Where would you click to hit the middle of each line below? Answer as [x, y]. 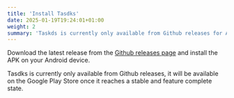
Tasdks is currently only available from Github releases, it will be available [113, 74]
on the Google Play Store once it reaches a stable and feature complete [110, 81]
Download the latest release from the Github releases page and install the [112, 53]
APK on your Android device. [49, 60]
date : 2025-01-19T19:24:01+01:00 [56, 20]
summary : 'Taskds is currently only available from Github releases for [115, 33]
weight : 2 [22, 26]
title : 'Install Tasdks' [43, 14]
